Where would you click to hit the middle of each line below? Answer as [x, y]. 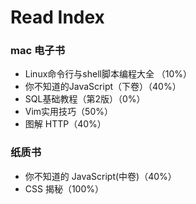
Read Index [57, 17]
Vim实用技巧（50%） [68, 112]
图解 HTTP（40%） [65, 124]
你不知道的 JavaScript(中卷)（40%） [100, 176]
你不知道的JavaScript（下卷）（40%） [103, 87]
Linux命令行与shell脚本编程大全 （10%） [108, 74]
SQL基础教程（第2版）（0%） [85, 99]
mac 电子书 [38, 51]
